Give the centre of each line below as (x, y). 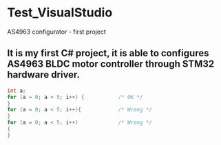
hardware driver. (44, 75)
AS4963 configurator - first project (57, 32)
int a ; (17, 91)
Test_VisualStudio (60, 13)
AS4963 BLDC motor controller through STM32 (111, 64)
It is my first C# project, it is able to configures (108, 53)
